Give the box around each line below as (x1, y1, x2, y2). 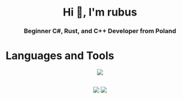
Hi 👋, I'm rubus (63, 5, 137, 19)
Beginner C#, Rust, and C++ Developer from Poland (23, 27, 177, 35)
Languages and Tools (5, 49, 114, 62)
